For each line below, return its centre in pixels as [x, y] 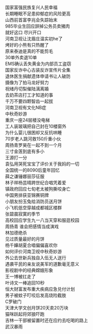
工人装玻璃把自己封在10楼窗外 [36, 126]
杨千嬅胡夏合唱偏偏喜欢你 [31, 245]
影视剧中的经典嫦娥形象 [29, 270]
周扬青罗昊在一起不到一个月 [34, 145]
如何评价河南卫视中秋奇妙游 [34, 251]
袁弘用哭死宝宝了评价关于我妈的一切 [42, 164]
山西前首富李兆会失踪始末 [31, 20]
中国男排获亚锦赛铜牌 [27, 195]
